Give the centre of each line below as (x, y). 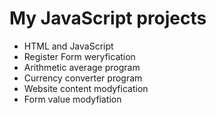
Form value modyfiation (72, 99)
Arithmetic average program (82, 67)
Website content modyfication (86, 88)
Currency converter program (83, 78)
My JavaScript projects (108, 18)
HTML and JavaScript (68, 46)
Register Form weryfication (79, 56)
